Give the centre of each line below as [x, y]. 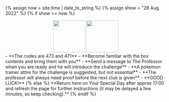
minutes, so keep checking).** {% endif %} [51, 94]
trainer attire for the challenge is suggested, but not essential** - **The [81, 72]
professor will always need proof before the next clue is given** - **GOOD [84, 78]
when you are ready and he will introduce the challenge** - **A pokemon [83, 67]
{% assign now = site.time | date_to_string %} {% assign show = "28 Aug [82, 8]
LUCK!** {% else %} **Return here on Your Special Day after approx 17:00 [85, 83]
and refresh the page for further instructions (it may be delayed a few [78, 88]
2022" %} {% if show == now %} [40, 13]
